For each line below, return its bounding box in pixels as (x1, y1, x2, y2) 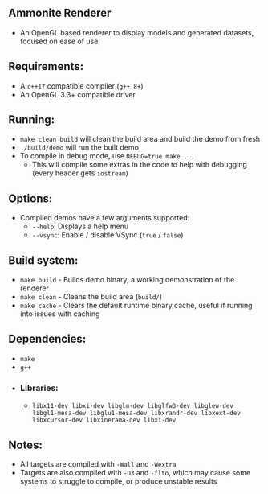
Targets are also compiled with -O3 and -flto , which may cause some (19, 467, 251, 477)
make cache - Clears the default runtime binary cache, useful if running (19, 301, 253, 311)
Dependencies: (8, 332, 87, 346)
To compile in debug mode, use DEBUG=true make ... (19, 151, 195, 161)
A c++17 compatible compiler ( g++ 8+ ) (19, 80, 144, 91)
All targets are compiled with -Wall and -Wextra (19, 459, 177, 469)
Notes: (8, 438, 43, 451)
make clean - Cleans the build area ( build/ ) (19, 292, 163, 302)
